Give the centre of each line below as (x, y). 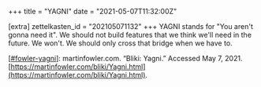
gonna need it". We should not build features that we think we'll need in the (130, 35)
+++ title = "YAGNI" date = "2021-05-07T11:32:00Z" (93, 11)
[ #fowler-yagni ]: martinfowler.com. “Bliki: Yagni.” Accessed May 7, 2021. (125, 58)
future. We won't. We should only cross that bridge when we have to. (120, 43)
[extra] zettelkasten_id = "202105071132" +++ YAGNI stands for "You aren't (131, 26)
